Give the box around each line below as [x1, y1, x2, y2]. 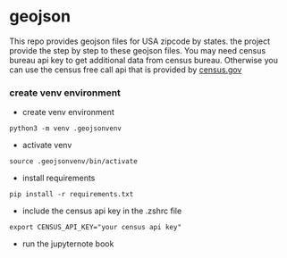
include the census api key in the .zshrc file [21, 205, 182, 216]
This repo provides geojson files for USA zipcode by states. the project [9, 36, 271, 46]
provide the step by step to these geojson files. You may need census [9, 45, 266, 55]
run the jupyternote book [21, 238, 114, 249]
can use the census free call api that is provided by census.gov [9, 64, 242, 75]
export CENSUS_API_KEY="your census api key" [9, 223, 181, 232]
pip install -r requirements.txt [9, 190, 134, 199]
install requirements [21, 172, 96, 184]
